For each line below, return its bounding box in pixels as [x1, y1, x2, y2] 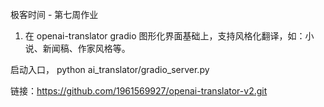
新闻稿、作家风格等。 [42, 43, 131, 54]
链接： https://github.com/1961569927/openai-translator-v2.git [10, 85, 268, 97]
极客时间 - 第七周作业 [10, 9, 99, 20]
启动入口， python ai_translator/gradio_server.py [10, 64, 210, 75]
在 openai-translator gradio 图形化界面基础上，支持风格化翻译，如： [24, 30, 306, 42]
